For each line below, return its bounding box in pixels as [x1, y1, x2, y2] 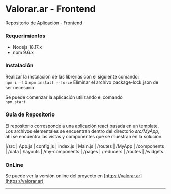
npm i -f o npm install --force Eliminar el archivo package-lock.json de [5, 79, 159, 85]
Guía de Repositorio [5, 111, 55, 118]
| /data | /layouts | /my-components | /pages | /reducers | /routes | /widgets [5, 148, 164, 154]
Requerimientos [5, 32, 46, 40]
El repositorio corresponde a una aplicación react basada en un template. [5, 123, 159, 129]
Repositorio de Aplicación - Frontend [5, 20, 82, 26]
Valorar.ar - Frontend [5, 3, 96, 15]
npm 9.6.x [12, 49, 34, 56]
